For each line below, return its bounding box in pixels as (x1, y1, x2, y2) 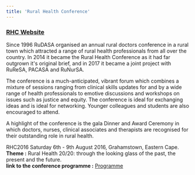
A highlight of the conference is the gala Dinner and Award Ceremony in (6, 119, 180, 126)
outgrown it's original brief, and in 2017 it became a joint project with (6, 60, 172, 67)
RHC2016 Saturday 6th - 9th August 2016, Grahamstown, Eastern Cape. (6, 143, 180, 150)
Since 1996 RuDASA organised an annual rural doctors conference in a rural (6, 41, 189, 48)
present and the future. (6, 156, 62, 163)
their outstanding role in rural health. (6, 132, 94, 139)
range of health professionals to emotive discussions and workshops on (6, 90, 180, 97)
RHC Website (6, 28, 45, 36)
